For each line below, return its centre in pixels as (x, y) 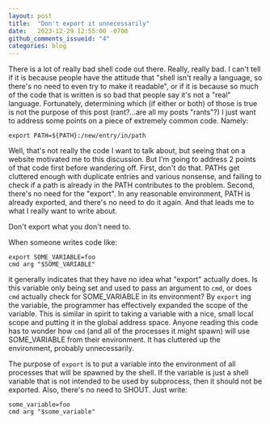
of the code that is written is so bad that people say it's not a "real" (120, 95)
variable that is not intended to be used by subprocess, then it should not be (135, 381)
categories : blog (38, 46)
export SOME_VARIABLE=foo (52, 257)
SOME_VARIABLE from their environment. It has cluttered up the (114, 340)
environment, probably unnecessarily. (72, 349)
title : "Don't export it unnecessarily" (79, 24)
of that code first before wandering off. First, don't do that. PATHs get (124, 168)
